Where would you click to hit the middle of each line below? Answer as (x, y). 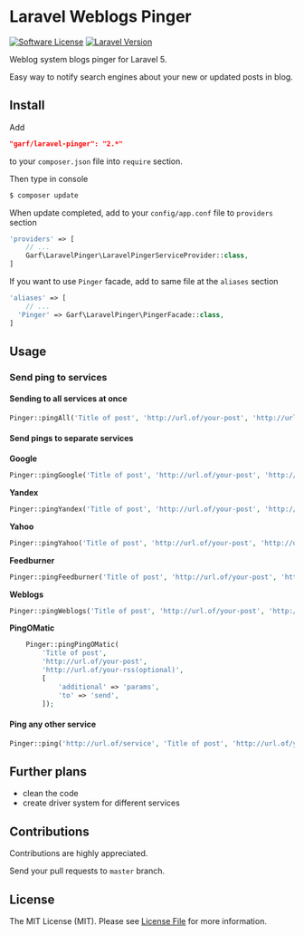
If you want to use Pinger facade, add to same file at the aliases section (144, 281)
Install (27, 106)
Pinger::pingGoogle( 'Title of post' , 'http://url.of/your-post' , (135, 476)
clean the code (50, 794)
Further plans (48, 771)
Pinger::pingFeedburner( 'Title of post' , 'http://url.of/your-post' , (143, 577)
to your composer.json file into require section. (96, 161)
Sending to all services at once (69, 399)
